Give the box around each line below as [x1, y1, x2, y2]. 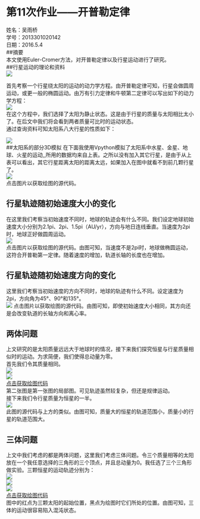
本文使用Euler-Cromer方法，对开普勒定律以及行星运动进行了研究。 [6, 56, 170, 63]
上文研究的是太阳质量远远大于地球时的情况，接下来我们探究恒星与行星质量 [6, 346, 189, 353]
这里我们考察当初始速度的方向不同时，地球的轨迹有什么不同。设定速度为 [6, 287, 183, 295]
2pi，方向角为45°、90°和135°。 [6, 295, 85, 302]
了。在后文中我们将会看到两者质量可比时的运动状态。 [6, 117, 137, 125]
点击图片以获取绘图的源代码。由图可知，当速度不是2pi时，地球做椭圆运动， [6, 243, 192, 251]
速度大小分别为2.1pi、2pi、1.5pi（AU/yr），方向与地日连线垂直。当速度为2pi [6, 223, 190, 230]
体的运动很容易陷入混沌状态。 [6, 507, 79, 514]
